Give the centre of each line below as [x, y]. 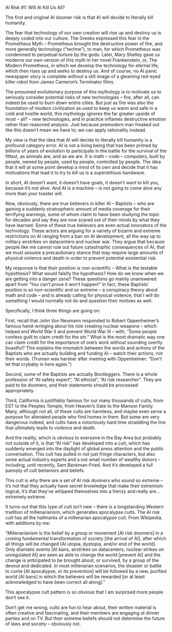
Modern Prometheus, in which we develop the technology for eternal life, [82, 65]
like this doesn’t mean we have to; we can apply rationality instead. [76, 130]
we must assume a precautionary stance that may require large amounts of [84, 253]
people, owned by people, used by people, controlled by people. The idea [83, 162]
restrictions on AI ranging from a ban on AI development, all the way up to [83, 236]
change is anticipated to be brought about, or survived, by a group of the [82, 560]
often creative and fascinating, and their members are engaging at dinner [82, 613]
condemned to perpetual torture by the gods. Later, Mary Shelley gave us [83, 54]
